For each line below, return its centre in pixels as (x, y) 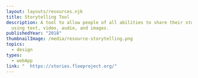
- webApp (22, 60)
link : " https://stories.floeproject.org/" (62, 66)
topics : (16, 45)
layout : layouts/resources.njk (44, 11)
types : (14, 55)
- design (22, 50)
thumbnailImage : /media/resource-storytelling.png (70, 39)
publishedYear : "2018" (34, 33)
